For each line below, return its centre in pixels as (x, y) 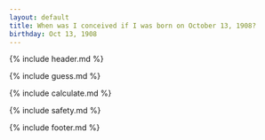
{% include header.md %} (56, 59)
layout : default (39, 17)
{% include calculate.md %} (60, 93)
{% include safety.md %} (55, 111)
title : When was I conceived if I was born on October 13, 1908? (132, 26)
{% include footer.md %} (55, 128)
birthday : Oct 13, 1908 (53, 34)
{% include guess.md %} (55, 76)
